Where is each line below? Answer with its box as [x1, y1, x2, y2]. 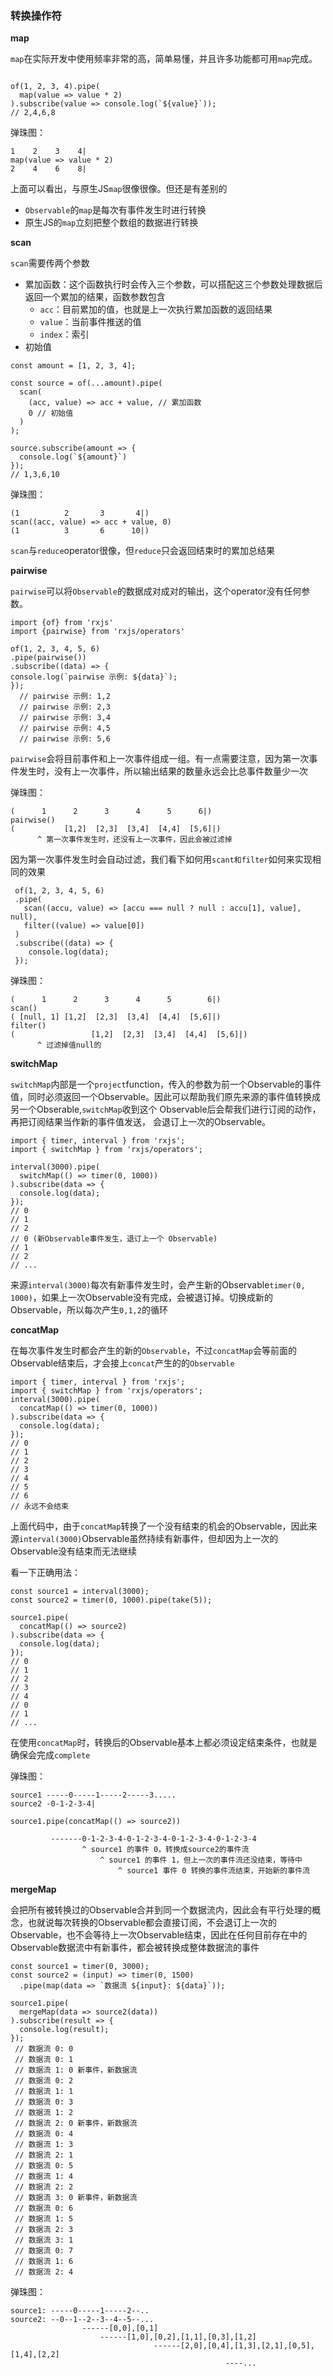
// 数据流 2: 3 [14, 2225, 74, 2235]
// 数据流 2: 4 [14, 2267, 74, 2277]
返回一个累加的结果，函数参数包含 [24, 291, 166, 303]
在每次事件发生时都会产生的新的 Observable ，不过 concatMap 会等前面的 [10, 1345, 298, 1357]
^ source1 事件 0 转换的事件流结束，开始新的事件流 [117, 1866, 310, 1876]
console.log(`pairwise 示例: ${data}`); [10, 672, 178, 682]
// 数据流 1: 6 [14, 2257, 74, 2267]
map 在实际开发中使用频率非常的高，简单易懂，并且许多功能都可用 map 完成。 [10, 53, 318, 65]
